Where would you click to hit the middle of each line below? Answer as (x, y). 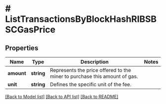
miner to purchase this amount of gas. (94, 76)
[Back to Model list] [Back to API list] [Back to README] (62, 97)
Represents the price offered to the (91, 70)
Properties (22, 48)
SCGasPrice (30, 30)
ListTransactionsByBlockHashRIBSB (81, 19)
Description (95, 62)
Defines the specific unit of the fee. (91, 84)
